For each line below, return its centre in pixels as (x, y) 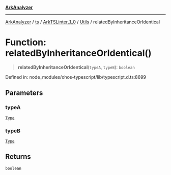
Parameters (24, 93)
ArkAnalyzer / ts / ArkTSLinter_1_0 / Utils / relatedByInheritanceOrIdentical (83, 22)
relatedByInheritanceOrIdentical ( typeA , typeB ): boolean (76, 67)
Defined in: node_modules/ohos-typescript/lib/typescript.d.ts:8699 (76, 77)
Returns (18, 157)
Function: (26, 42)
